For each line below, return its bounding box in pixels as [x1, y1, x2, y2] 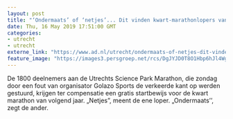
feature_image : [7, 55, 51, 62]
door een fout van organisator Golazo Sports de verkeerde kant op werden [7, 81, 221, 90]
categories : [7, 29, 42, 37]
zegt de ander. [7, 103, 49, 111]
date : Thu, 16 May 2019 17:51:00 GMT [7, 23, 116, 30]
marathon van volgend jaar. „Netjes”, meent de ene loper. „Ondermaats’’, [7, 96, 214, 104]
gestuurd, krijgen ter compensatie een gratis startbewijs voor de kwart [7, 89, 209, 97]
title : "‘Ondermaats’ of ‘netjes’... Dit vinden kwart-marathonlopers [7, 17, 216, 24]
